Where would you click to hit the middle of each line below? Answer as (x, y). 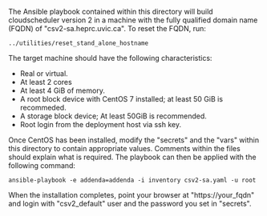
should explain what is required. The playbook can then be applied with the (132, 157)
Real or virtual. (44, 74)
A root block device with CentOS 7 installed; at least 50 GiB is (121, 99)
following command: (42, 166)
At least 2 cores (46, 82)
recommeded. (43, 108)
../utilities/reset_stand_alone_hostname (79, 43)
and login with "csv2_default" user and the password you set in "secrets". (130, 204)
